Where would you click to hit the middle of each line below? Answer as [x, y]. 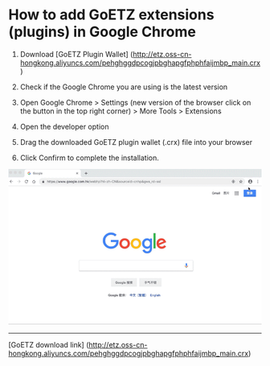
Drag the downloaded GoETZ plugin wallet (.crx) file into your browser [136, 142]
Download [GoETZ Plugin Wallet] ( [76, 54]
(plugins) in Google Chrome [102, 32]
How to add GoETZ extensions [111, 15]
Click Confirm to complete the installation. [89, 158]
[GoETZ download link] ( [49, 345]
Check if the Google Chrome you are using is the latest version [124, 87]
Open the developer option [64, 126]
